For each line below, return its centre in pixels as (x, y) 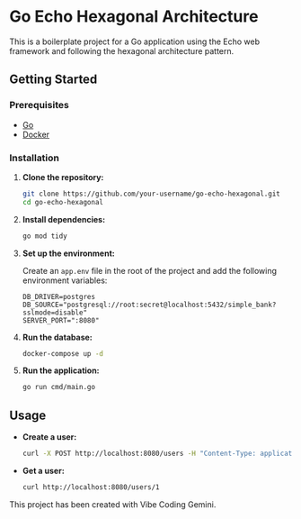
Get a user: (43, 470)
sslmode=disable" (55, 313)
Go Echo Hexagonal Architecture (134, 17)
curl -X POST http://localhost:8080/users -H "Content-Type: (139, 454)
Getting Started (53, 80)
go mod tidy (44, 236)
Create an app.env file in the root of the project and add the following (149, 270)
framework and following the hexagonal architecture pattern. (122, 50)
